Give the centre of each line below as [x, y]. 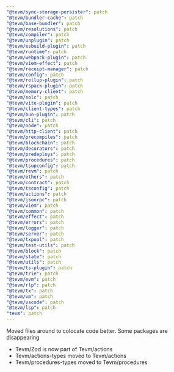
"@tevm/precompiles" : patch [42, 137]
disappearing [23, 337]
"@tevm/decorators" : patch [41, 148]
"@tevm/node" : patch [33, 126]
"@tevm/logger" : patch [35, 228]
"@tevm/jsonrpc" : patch [37, 199]
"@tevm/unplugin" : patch [38, 40]
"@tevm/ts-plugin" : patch [39, 268]
